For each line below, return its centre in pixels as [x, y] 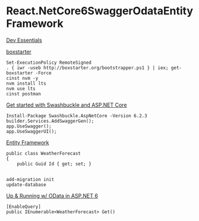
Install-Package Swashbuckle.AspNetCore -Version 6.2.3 [77, 116]
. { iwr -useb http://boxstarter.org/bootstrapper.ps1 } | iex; [87, 68]
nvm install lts [26, 83]
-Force [43, 73]
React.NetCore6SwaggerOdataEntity [100, 11]
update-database [26, 185]
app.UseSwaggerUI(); [32, 131]
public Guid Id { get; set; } [54, 164]
